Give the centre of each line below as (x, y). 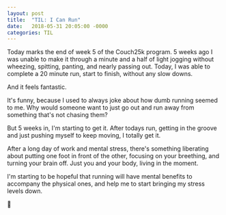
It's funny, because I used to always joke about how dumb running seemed (113, 101)
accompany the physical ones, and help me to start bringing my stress (106, 184)
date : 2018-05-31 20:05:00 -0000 (58, 26)
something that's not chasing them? (57, 115)
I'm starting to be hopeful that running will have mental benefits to (100, 177)
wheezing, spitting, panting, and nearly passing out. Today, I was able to (109, 66)
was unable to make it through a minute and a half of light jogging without (111, 60)
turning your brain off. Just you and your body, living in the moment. (103, 163)
